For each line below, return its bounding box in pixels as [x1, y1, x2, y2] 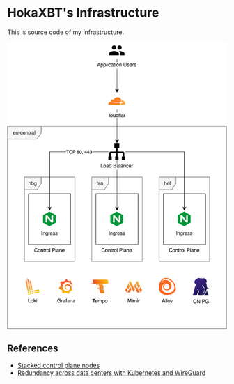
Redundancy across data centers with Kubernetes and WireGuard [17, 368, 206, 377]
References [7, 343, 58, 355]
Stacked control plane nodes [17, 361, 100, 369]
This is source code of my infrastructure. [7, 28, 124, 36]
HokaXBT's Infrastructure [7, 5, 159, 21]
